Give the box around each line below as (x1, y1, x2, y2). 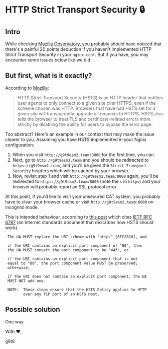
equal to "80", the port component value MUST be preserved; (7, 260, 138, 266)
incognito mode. (5, 204, 39, 210)
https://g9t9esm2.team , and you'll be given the (12, 162, 109, 168)
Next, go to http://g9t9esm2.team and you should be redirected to (12, 157, 149, 163)
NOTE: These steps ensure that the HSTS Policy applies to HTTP (7, 287, 147, 292)
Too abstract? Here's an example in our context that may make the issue (5, 131, 154, 137)
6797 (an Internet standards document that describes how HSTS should (5, 219, 154, 225)
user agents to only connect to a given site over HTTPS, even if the (17, 100, 156, 106)
